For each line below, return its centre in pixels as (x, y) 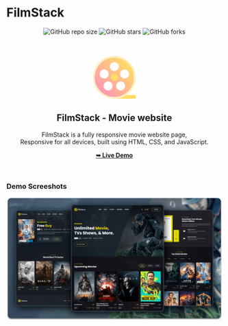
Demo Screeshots (37, 186)
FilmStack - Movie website (114, 118)
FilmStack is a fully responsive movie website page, (114, 135)
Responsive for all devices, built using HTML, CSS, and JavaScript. (114, 141)
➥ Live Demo (114, 155)
